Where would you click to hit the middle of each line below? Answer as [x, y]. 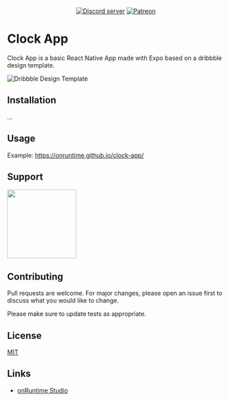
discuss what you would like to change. [63, 300]
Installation [32, 100]
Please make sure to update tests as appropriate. [77, 314]
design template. [31, 65]
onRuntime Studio [42, 390]
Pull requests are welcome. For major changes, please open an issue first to [115, 294]
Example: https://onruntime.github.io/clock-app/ [76, 155]
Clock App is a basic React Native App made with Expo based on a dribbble [114, 58]
